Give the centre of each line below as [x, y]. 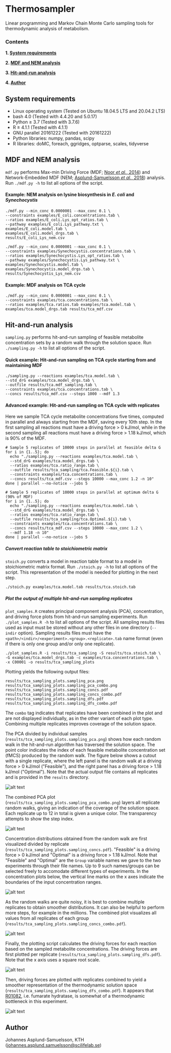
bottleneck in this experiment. [36, 1001]
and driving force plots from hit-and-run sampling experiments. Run [77, 617]
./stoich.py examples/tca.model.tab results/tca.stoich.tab [71, 587]
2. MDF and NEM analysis [33, 63]
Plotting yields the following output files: [47, 672]
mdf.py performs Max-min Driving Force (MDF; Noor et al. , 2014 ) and [78, 172]
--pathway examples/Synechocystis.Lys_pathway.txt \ [63, 260]
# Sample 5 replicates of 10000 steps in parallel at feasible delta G [83, 448]
